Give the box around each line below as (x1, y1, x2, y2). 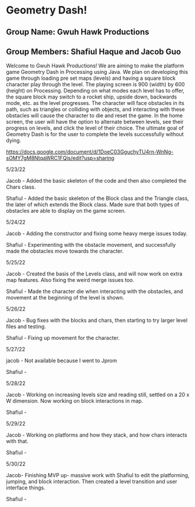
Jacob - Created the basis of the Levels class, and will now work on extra (6, 270, 183, 277)
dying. (6, 137, 22, 144)
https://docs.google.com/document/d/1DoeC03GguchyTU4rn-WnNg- (6, 148, 174, 155)
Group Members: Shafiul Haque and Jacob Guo (6, 46, 182, 56)
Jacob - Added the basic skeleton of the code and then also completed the (6, 177, 187, 185)
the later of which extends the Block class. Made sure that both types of (6, 201, 180, 208)
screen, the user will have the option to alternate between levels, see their (6, 118, 184, 125)
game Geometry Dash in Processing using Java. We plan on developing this (6, 69, 189, 76)
